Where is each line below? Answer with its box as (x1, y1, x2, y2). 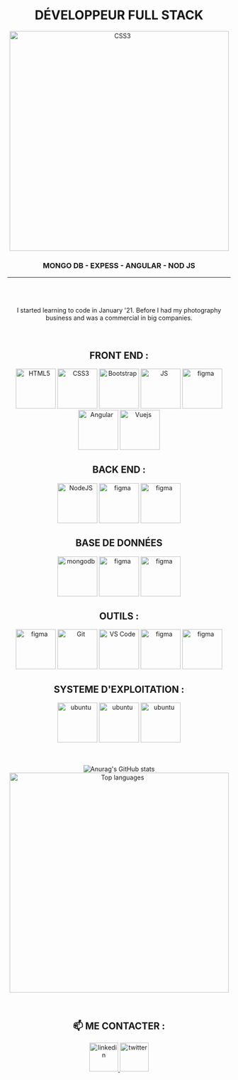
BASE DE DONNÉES (75, 537, 163, 549)
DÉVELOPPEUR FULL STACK (34, 7, 204, 23)
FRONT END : (89, 349, 149, 362)
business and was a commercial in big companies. (45, 313, 193, 323)
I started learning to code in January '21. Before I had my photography (16, 306, 222, 315)
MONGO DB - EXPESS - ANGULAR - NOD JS (42, 260, 196, 270)
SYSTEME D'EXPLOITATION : (53, 683, 185, 696)
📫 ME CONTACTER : (73, 1020, 165, 1032)
